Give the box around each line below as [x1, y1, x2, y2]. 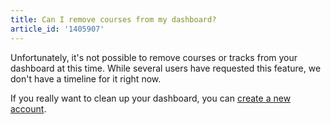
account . [10, 102, 47, 115]
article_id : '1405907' [10, 24, 105, 34]
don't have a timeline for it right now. [10, 72, 162, 85]
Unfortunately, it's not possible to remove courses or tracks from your [10, 51, 298, 63]
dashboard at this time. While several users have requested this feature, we [10, 62, 322, 74]
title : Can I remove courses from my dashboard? [10, 14, 217, 25]
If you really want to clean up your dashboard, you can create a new [10, 92, 292, 104]
